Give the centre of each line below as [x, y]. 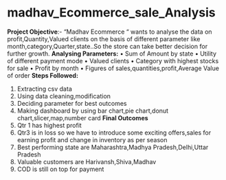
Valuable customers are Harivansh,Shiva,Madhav [87, 161]
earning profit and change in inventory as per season [92, 139]
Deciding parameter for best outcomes [72, 103]
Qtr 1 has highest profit [49, 125]
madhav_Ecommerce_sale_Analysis [111, 13]
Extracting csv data [44, 89]
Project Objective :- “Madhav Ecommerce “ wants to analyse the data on [110, 32]
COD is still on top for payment [60, 169]
